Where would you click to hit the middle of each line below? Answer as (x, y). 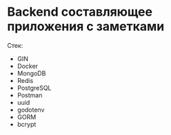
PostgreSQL (34, 88)
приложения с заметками (86, 26)
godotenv (31, 110)
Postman (30, 95)
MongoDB (31, 73)
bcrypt (27, 124)
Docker (28, 66)
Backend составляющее (80, 12)
